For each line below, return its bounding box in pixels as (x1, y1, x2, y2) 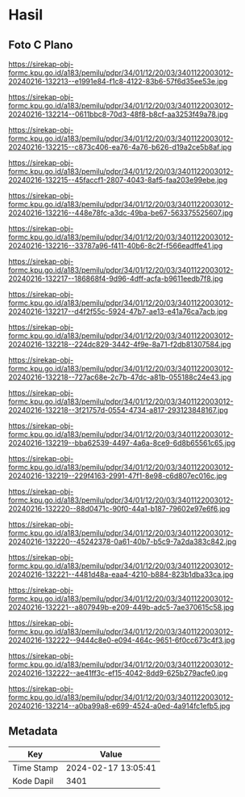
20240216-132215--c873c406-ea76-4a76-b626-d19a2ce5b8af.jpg (8, 142, 232, 151)
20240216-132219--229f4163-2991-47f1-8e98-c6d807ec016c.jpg (8, 471, 227, 481)
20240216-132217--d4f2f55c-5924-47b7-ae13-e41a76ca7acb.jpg (8, 307, 228, 316)
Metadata (8, 724, 58, 738)
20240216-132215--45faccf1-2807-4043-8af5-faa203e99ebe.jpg (8, 176, 228, 184)
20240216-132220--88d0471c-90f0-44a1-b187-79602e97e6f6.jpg (8, 504, 230, 513)
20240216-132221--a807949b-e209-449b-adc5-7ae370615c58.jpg (8, 603, 235, 612)
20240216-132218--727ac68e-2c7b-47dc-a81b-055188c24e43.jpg (8, 372, 232, 382)
